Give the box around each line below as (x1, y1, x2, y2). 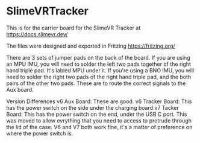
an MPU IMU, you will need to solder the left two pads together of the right (6, 60, 192, 68)
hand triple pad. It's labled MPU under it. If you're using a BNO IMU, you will (6, 66, 195, 74)
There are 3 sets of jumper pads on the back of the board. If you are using (6, 54, 191, 61)
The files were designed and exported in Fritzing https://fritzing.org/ (6, 42, 176, 49)
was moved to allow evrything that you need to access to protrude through (6, 116, 192, 124)
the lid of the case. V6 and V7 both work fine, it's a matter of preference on (6, 123, 193, 130)
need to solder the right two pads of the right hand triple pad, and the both (6, 73, 192, 80)
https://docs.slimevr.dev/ (6, 30, 68, 37)
